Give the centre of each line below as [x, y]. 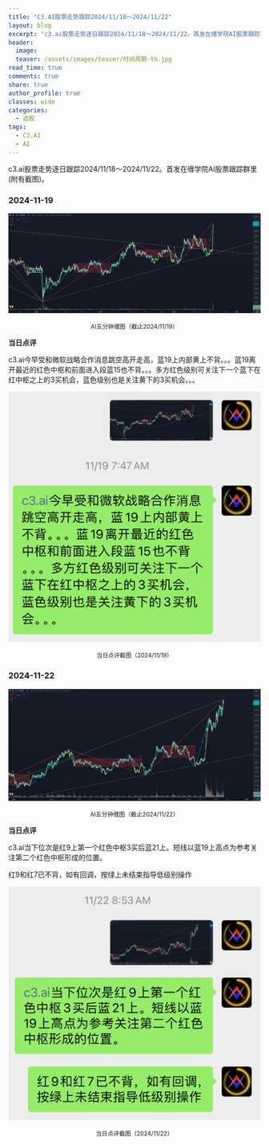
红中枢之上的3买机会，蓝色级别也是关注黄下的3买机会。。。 [104, 379]
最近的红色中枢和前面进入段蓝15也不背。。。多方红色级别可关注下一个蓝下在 [138, 369]
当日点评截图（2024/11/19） [134, 656]
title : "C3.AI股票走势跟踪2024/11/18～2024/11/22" [90, 17]
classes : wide [32, 102]
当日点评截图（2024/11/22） [134, 1133]
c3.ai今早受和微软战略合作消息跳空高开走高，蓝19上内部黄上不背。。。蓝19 [129, 359]
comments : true [34, 76]
